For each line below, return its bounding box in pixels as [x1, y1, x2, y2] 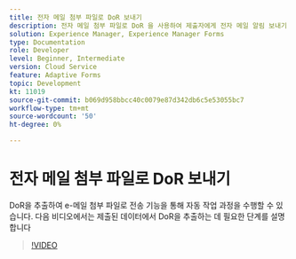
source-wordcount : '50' [9, 112, 98, 121]
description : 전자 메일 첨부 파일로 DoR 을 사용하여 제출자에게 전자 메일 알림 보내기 [9, 21, 287, 30]
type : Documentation [9, 37, 86, 47]
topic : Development [9, 79, 82, 88]
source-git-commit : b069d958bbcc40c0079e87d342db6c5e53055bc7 [9, 95, 244, 105]
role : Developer [9, 46, 69, 55]
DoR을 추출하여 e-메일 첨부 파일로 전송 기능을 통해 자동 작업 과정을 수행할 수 [9, 200, 274, 210]
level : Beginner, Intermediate [9, 54, 125, 63]
